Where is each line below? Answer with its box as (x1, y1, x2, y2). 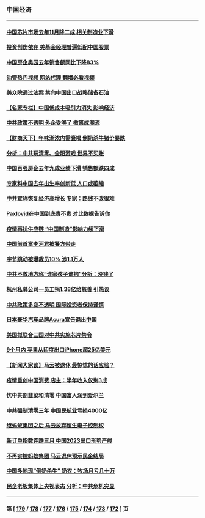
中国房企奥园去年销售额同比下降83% (6, 59, 99, 66)
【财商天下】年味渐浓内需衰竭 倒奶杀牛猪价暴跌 (6, 135, 126, 142)
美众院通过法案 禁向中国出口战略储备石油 (6, 89, 110, 96)
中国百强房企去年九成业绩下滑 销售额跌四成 (6, 165, 115, 172)
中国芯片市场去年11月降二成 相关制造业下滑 (6, 28, 114, 35)
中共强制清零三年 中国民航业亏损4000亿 (6, 407, 108, 414)
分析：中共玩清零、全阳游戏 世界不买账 (6, 149, 104, 157)
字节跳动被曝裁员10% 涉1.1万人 (6, 255, 84, 262)
